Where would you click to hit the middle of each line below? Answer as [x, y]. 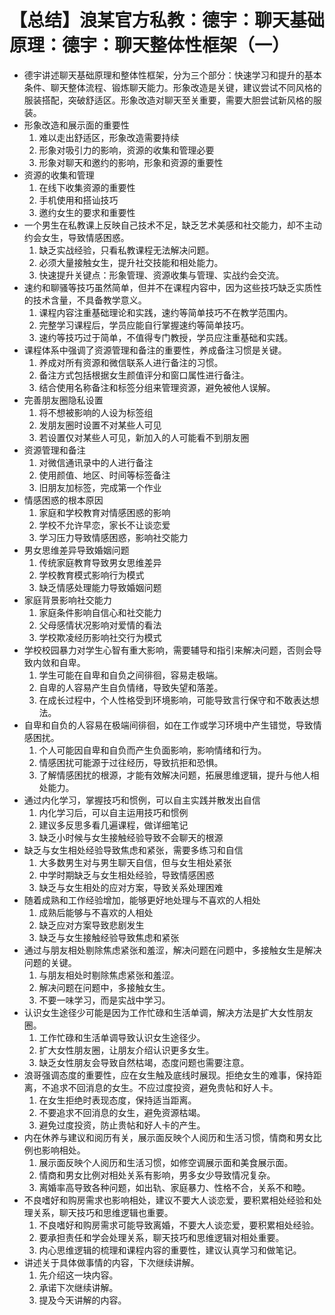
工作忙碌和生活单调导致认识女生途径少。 [122, 1037]
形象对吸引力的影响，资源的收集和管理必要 [126, 150]
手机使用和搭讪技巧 [78, 200]
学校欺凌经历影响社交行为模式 [100, 637]
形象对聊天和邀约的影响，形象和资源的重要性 [131, 162]
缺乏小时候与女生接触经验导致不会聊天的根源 [131, 837]
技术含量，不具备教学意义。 [89, 300]
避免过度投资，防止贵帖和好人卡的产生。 [122, 1125]
